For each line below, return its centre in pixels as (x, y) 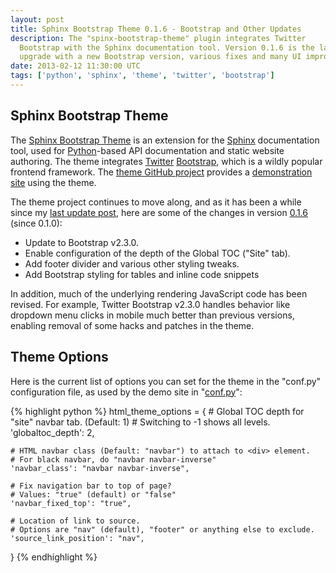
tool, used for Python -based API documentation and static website (147, 150)
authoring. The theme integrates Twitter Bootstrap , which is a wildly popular (166, 161)
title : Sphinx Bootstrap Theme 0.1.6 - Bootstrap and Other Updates (156, 29)
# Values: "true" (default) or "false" (93, 494)
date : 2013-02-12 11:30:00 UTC (75, 66)
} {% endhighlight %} (54, 557)
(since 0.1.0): (36, 223)
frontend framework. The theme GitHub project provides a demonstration (161, 172)
